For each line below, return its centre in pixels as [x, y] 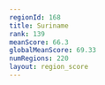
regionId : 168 [35, 17]
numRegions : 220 [39, 58]
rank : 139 [27, 34]
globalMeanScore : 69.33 [53, 50]
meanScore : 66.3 [39, 42]
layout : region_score [49, 67]
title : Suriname [39, 26]
